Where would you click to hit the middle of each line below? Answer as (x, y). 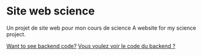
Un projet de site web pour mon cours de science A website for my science (101, 28)
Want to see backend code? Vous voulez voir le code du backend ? (91, 46)
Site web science (50, 11)
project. (16, 34)
